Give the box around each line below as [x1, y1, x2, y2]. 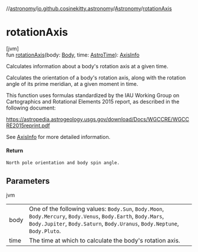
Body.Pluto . [29, 227, 61, 235]
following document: [6, 104, 56, 111]
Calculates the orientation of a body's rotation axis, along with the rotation [6, 74, 186, 81]
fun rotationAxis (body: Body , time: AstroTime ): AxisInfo [6, 51, 140, 58]
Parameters [6, 176, 50, 186]
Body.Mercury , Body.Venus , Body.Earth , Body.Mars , [29, 212, 164, 220]
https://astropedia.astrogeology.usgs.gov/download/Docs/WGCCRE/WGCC [6, 115, 190, 122]
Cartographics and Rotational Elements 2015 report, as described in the [6, 98, 180, 105]
